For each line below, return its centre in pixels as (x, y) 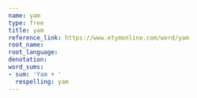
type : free (26, 23)
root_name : (26, 45)
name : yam (25, 15)
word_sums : (26, 67)
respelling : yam (42, 81)
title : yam (26, 30)
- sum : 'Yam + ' (35, 74)
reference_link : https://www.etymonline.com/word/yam (99, 38)
